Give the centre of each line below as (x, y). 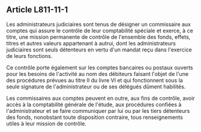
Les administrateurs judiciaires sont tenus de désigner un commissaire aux (98, 24)
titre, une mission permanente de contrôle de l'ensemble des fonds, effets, (98, 37)
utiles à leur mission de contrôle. (46, 123)
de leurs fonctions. (29, 56)
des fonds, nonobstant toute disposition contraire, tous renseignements (94, 117)
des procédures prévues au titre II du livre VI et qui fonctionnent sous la (94, 80)
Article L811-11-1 (37, 10)
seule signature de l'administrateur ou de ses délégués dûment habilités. (96, 87)
